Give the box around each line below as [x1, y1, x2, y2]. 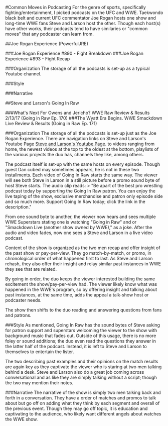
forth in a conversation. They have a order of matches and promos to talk [5, 395, 156, 401]
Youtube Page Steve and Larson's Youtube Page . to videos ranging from [5, 141, 155, 147]
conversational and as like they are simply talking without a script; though [5, 374, 157, 380]
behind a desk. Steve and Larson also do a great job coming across [5, 369, 144, 375]
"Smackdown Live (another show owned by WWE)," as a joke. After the [5, 225, 152, 230]
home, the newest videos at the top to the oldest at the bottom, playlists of [5, 146, 159, 152]
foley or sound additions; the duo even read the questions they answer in [5, 338, 156, 344]
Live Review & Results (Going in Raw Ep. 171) [5, 121, 97, 126]
